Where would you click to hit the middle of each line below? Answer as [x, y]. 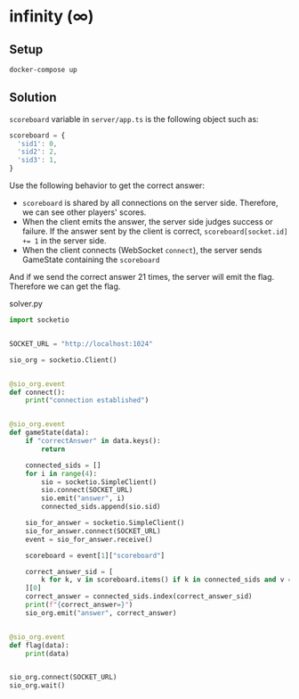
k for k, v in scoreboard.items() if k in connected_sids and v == [169, 580]
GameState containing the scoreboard [91, 259]
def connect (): [37, 392]
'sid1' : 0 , [37, 144]
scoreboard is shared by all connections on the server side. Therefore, [150, 203]
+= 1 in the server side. [64, 241]
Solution [33, 98]
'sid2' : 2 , [37, 152]
